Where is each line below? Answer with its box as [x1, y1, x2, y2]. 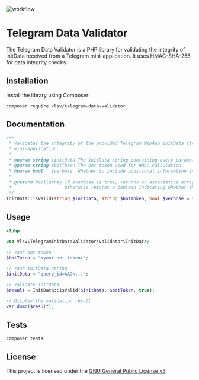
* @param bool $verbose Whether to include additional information [8, 168, 187, 174]
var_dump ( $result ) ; [6, 303, 54, 309]
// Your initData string [6, 265, 68, 271]
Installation [6, 76, 49, 86]
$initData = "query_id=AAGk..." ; [6, 271, 89, 277]
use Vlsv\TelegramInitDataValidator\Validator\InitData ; [6, 238, 150, 245]
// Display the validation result [6, 297, 92, 304]
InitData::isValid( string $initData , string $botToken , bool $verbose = [6, 196, 190, 202]
